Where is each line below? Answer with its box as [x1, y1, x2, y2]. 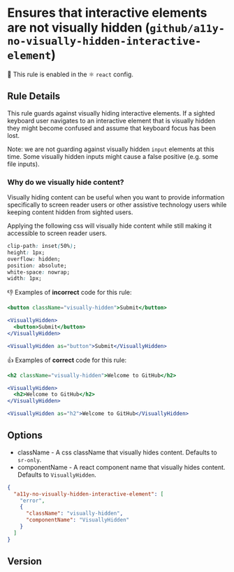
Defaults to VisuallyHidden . [17, 470, 96, 479]
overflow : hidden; [7, 256, 61, 263]
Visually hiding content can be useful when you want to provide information [7, 193, 225, 202]
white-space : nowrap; [7, 268, 71, 276]
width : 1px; [7, 275, 42, 282]
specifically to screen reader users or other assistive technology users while [7, 201, 227, 209]
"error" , [20, 497, 45, 504]
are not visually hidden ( [7, 20, 150, 36]
